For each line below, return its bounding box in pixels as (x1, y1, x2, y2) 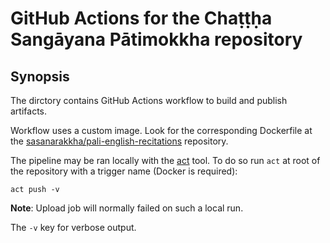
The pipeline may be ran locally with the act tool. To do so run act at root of (10, 155, 321, 166)
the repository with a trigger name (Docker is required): (10, 165, 238, 177)
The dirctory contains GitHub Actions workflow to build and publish (10, 95, 288, 106)
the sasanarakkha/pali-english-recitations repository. (10, 135, 229, 147)
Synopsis (10, 68, 70, 85)
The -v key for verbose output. (10, 222, 137, 233)
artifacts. (10, 105, 48, 117)
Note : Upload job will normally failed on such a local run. (10, 202, 244, 214)
